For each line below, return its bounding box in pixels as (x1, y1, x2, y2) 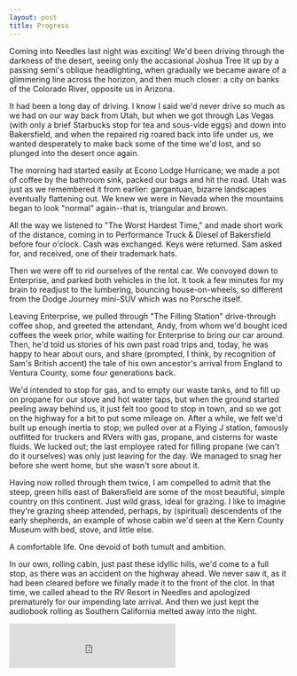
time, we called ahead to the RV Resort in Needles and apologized (9, 586, 251, 597)
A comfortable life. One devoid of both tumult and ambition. (9, 541, 226, 552)
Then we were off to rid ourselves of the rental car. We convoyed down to (9, 265, 278, 276)
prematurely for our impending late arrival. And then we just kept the (9, 596, 260, 607)
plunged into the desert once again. (9, 147, 140, 158)
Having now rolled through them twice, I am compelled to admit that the (9, 476, 271, 488)
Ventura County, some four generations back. (9, 367, 176, 378)
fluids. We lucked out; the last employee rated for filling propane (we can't (9, 441, 280, 452)
